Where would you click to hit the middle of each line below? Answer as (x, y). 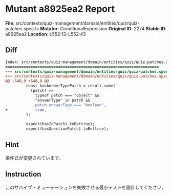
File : (10, 23)
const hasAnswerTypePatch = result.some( (71, 86)
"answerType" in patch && (63, 100)
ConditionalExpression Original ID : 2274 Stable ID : (113, 28)
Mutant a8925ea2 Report (60, 9)
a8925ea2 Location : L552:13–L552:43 (46, 34)
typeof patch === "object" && (67, 95)
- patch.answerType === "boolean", (56, 105)
